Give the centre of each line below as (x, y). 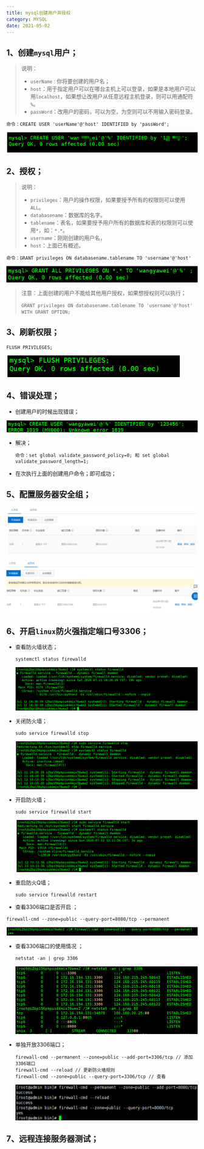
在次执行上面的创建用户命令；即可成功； (66, 473)
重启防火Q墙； (33, 883)
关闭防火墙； (31, 721)
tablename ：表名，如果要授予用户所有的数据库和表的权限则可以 (109, 223)
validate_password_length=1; (52, 461)
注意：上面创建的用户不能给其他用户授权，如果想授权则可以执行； (104, 293)
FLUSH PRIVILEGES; (29, 347)
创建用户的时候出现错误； (47, 411)
